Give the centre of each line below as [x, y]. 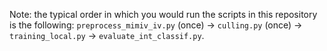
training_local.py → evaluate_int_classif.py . [107, 35]
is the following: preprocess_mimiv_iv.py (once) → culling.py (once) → [156, 25]
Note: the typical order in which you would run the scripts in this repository [163, 14]
